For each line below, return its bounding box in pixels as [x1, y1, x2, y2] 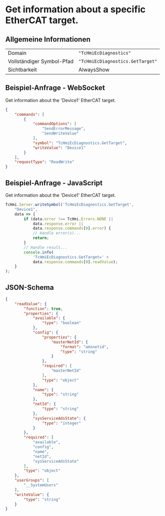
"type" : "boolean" [42, 321, 81, 326]
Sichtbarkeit [8, 66, 37, 73]
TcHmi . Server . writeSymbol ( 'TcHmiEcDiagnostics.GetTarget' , [5, 202, 134, 207]
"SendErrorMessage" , [42, 126, 86, 131]
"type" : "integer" [42, 421, 81, 426]
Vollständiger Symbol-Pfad [8, 58, 74, 65]
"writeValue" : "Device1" [32, 145, 86, 150]
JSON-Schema [5, 283, 54, 292]
